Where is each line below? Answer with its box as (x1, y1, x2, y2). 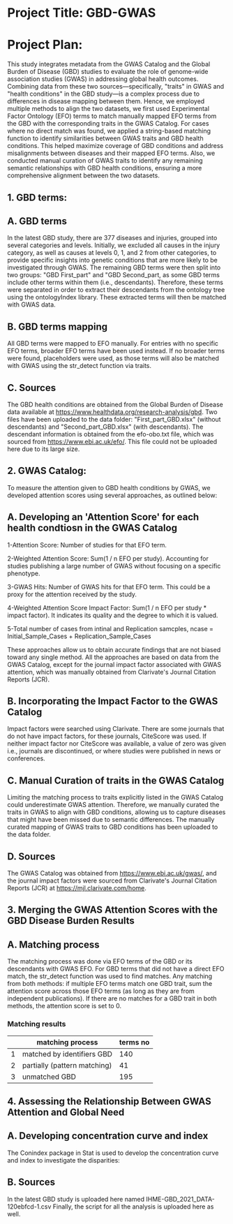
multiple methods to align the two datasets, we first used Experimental (7, 105, 210, 113)
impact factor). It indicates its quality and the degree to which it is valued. (7, 611, 218, 619)
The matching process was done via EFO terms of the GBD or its (7, 957, 193, 966)
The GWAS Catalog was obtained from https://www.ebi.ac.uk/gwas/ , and (7, 869, 218, 878)
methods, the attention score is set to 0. (7, 1002, 122, 1010)
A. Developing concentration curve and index (7, 1130, 209, 1142)
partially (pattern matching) (22, 1060, 112, 1070)
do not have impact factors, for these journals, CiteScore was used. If (7, 732, 207, 741)
